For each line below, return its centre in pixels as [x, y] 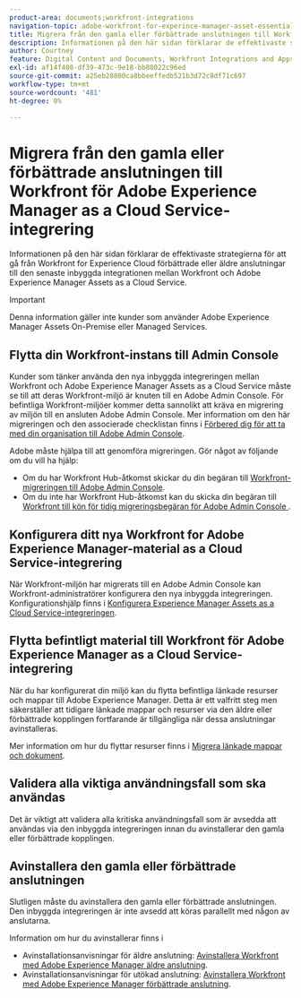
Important [27, 300]
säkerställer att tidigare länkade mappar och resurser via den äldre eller [141, 710]
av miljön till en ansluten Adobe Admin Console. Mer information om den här [150, 415]
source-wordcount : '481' [56, 92]
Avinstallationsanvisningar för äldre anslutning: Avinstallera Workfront [150, 956]
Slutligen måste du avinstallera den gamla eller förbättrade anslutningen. [143, 902]
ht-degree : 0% [36, 101]
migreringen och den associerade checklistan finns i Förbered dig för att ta [147, 424]
